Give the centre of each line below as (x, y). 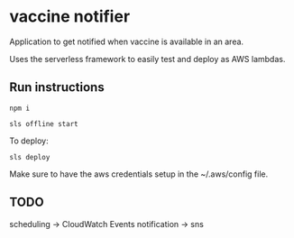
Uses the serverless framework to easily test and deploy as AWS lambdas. (147, 59)
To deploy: (29, 141)
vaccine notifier (70, 17)
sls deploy (30, 157)
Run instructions (57, 87)
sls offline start (44, 124)
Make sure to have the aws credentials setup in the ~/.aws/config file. (139, 174)
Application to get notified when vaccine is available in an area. (127, 41)
